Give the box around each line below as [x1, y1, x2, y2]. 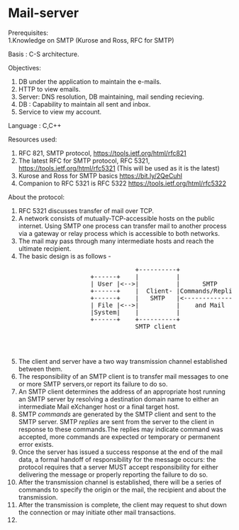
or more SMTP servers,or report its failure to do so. [18, 379, 168, 388]
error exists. [18, 440, 54, 448]
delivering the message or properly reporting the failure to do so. [18, 470, 209, 479]
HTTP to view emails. [18, 85, 81, 93]
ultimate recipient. [18, 244, 72, 253]
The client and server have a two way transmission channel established [18, 357, 228, 365]
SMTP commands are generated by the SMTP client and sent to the [18, 410, 216, 418]
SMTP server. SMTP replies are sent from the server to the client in [18, 417, 215, 426]
